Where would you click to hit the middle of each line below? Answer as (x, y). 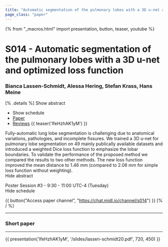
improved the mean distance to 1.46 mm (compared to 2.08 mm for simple (82, 165)
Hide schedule (20, 190)
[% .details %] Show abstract (35, 103)
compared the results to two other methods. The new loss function (74, 160)
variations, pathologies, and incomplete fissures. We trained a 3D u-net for (82, 138)
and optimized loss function (64, 70)
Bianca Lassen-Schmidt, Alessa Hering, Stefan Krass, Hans (79, 86)
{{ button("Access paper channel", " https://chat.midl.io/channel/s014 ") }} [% (84, 200)
